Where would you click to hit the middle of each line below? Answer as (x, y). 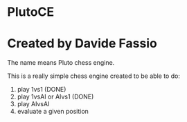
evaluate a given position (53, 112)
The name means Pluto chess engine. (61, 63)
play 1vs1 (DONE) (42, 90)
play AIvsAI (33, 104)
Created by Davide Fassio (82, 44)
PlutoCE (31, 12)
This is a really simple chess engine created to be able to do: (93, 76)
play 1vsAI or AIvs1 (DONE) (55, 96)
